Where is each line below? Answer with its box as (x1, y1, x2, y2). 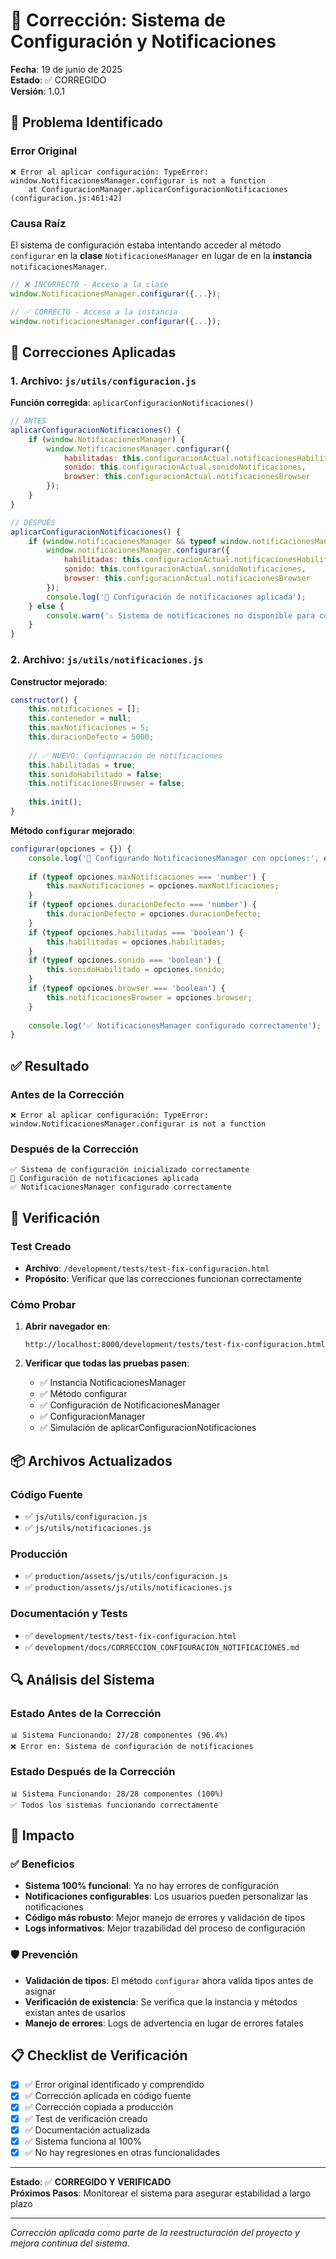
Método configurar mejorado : (10, 824, 136, 836)
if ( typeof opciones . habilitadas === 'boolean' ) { (28, 927, 244, 938)
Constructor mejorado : (10, 675, 108, 688)
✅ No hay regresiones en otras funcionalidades (24, 2146, 220, 2158)
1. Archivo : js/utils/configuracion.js (10, 374, 197, 388)
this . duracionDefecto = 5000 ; (28, 732, 155, 743)
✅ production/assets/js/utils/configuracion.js (24, 1570, 228, 1582)
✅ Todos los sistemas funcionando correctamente (10, 1800, 219, 1810)
